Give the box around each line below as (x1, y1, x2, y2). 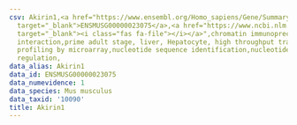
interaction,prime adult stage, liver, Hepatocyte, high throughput (17, 37, 275, 47)
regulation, (17, 54, 62, 62)
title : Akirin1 (9, 103, 65, 112)
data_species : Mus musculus (9, 86, 113, 95)
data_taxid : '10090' (9, 94, 86, 104)
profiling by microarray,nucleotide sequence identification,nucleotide (17, 46, 291, 55)
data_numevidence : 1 (9, 78, 86, 87)
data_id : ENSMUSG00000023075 (9, 70, 117, 79)
